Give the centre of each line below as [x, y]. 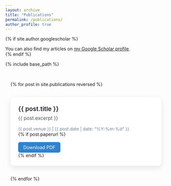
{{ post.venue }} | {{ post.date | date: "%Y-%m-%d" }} [74, 129]
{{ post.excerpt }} [38, 118]
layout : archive [23, 10]
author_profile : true [28, 24]
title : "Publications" [29, 15]
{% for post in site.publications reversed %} [57, 85]
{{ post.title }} [38, 109]
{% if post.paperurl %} [42, 134]
